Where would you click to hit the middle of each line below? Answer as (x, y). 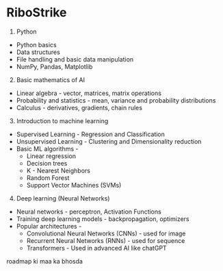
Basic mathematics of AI (51, 79)
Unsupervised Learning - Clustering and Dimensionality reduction (109, 141)
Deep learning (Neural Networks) (63, 198)
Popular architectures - (49, 226)
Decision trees (47, 163)
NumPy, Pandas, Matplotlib (54, 66)
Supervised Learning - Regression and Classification (91, 134)
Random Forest (48, 178)
